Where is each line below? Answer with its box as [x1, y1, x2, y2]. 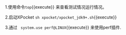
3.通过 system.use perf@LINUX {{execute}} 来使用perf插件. [5, 24, 121, 30]
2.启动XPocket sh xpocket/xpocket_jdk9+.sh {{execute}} [5, 14, 117, 20]
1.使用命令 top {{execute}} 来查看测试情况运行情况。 [5, 4, 107, 10]
